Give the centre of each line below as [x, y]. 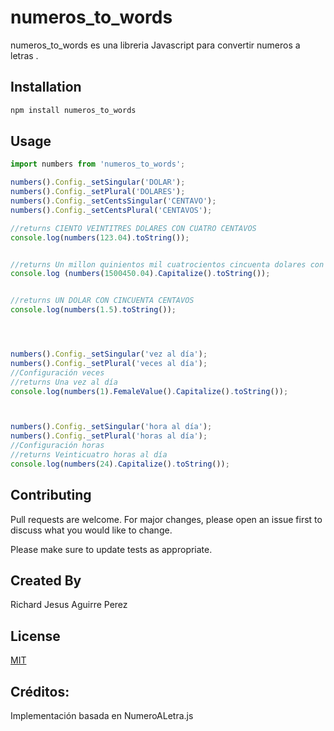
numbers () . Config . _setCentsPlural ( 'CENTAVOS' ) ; [111, 210]
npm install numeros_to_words [73, 110]
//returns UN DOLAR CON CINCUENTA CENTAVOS [102, 301]
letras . [24, 55]
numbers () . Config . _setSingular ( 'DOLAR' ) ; [98, 182]
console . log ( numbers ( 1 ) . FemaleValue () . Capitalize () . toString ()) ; [149, 391]
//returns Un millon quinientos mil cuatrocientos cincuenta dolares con [167, 264]
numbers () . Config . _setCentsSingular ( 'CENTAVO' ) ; [113, 201]
